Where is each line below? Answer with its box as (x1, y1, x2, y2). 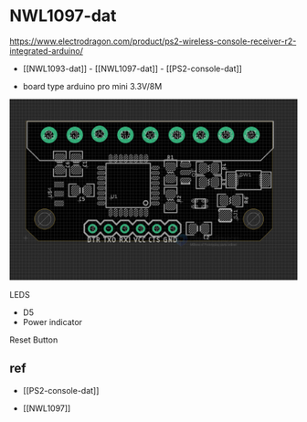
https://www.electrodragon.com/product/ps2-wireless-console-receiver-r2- (9, 36, 297, 47)
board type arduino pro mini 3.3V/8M (22, 80, 163, 91)
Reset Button (9, 334, 58, 345)
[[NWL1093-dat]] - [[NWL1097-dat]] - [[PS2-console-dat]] (22, 63, 242, 74)
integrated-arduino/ (9, 45, 84, 56)
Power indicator (22, 316, 83, 327)
